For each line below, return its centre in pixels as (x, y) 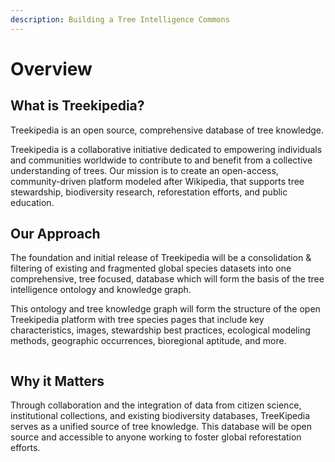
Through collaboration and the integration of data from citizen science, (156, 405)
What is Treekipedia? (77, 106)
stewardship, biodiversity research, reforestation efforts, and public (149, 192)
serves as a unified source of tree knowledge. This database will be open (161, 427)
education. (32, 202)
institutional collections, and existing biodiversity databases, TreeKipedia (160, 416)
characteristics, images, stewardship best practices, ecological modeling (160, 330)
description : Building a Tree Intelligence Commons (120, 19)
